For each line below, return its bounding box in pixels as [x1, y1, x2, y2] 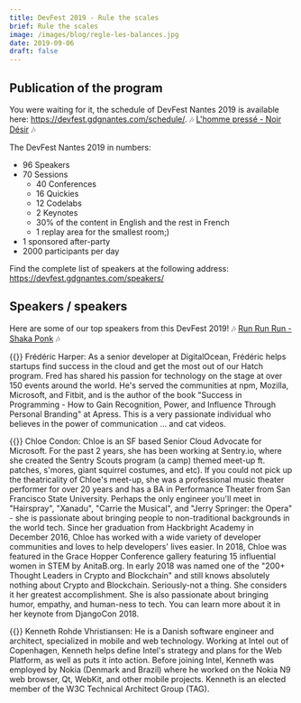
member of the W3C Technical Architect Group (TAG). [9, 683, 210, 694]
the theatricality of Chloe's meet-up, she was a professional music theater [9, 474, 285, 485]
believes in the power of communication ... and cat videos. [9, 418, 227, 429]
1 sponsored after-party [22, 236, 111, 246]
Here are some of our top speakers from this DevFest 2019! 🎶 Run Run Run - [9, 322, 292, 334]
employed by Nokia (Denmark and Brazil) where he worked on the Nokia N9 [9, 664, 291, 675]
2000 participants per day [22, 245, 120, 256]
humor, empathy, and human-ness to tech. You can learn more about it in [9, 598, 281, 609]
